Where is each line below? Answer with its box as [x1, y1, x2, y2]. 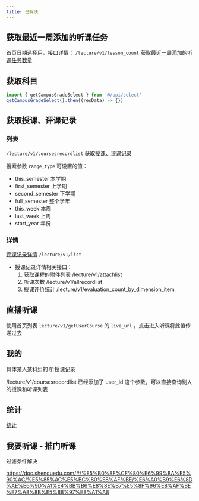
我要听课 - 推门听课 [6, 441, 76, 451]
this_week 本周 [14, 205, 52, 212]
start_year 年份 [14, 219, 52, 227]
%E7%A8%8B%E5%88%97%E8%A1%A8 [6, 488, 109, 496]
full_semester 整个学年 [14, 197, 70, 205]
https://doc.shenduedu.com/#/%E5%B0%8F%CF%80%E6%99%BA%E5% [6, 469, 191, 477]
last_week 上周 [14, 212, 52, 219]
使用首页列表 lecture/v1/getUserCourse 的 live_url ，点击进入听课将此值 [6, 321, 186, 329]
